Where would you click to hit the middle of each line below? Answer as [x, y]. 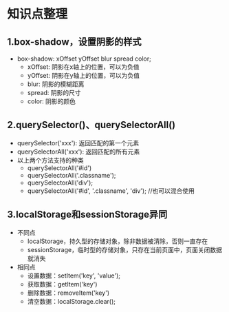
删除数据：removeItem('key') [68, 293]
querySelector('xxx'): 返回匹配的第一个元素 [78, 143]
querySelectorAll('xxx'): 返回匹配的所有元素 [78, 152]
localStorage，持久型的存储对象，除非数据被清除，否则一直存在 [118, 241]
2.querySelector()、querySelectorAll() [91, 125]
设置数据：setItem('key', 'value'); [74, 275]
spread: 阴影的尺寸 [54, 93]
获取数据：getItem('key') [62, 284]
